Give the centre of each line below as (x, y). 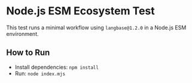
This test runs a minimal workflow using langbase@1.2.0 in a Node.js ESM (96, 27)
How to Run (28, 53)
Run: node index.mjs (40, 73)
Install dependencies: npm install (57, 67)
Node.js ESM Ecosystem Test (80, 11)
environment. (22, 33)
